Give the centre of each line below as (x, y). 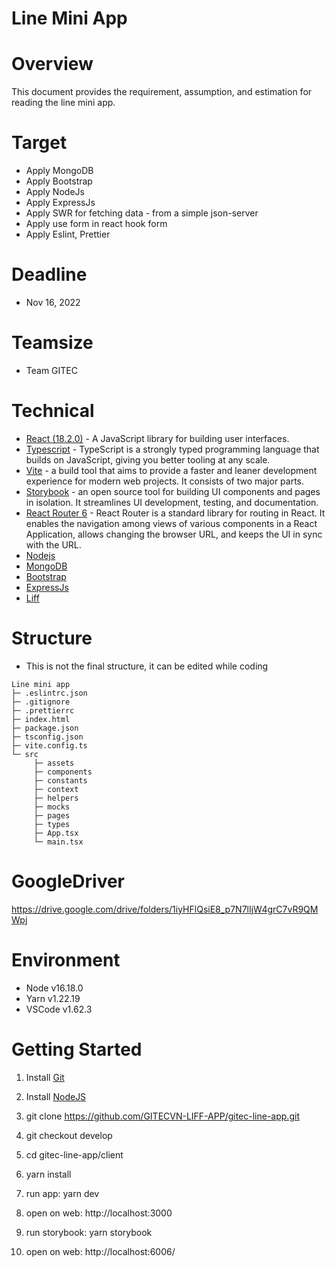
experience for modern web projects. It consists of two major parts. (165, 481)
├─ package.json (45, 728)
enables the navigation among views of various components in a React (171, 523)
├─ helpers (56, 798)
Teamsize (52, 343)
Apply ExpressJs (60, 203)
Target (39, 143)
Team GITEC (51, 370)
